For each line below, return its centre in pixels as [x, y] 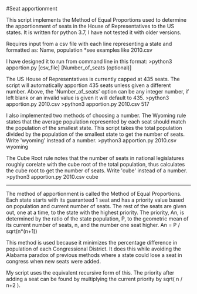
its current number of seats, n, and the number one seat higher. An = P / [93, 225]
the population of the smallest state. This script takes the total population [94, 128]
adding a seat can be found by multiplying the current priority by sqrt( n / [94, 279]
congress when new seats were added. [54, 261]
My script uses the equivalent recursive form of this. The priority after [90, 273]
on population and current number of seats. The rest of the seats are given [96, 206]
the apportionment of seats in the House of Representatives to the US [90, 26]
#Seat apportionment [32, 9]
